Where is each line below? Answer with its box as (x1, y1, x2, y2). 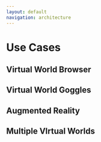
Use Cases (6, 40, 61, 54)
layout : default (6, 8, 47, 15)
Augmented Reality (6, 105, 80, 115)
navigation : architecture (6, 15, 71, 21)
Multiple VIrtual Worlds (6, 126, 95, 137)
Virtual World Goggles (6, 85, 91, 95)
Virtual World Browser (6, 65, 91, 75)
